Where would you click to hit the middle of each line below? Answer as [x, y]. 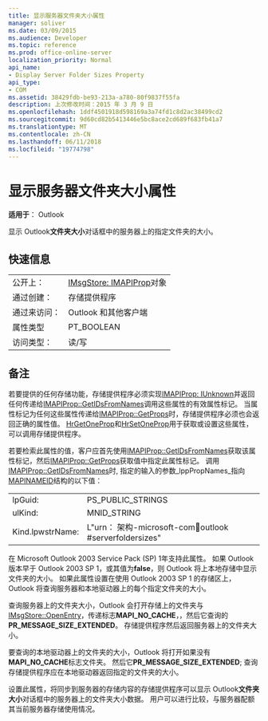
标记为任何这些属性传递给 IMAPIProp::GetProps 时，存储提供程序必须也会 [134, 414]
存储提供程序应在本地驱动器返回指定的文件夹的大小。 [96, 672]
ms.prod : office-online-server [60, 53]
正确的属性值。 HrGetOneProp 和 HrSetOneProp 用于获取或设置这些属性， [134, 424]
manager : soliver [37, 23]
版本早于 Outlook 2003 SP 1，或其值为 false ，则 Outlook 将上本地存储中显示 [133, 568]
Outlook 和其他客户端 [108, 313]
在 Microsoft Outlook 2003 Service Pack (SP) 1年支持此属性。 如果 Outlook [131, 558]
